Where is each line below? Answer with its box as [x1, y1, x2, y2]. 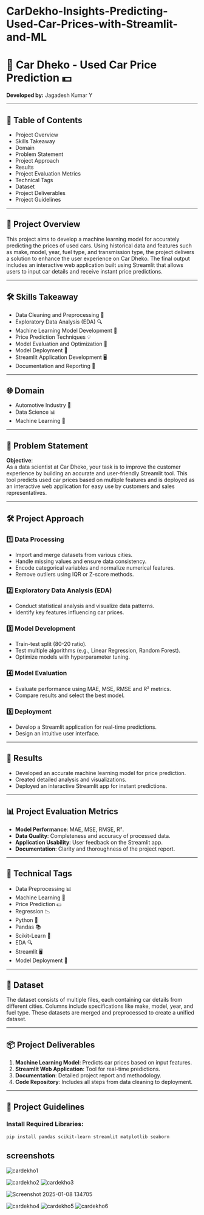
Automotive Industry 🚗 [15, 402, 72, 409]
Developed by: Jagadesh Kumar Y [6, 91, 93, 99]
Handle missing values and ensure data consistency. [15, 558, 147, 565]
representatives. [6, 489, 47, 497]
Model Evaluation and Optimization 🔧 [15, 340, 107, 347]
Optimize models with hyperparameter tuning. [15, 653, 131, 661]
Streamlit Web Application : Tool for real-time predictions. [15, 1065, 161, 1073]
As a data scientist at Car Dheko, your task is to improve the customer [6, 463, 181, 470]
